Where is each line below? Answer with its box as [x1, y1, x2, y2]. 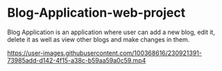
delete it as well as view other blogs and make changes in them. [7, 35, 190, 43]
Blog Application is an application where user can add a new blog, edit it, [7, 28, 215, 36]
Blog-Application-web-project [7, 5, 186, 21]
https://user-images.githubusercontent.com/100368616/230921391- [7, 49, 203, 57]
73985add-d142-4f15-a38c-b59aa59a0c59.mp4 [7, 56, 146, 64]
